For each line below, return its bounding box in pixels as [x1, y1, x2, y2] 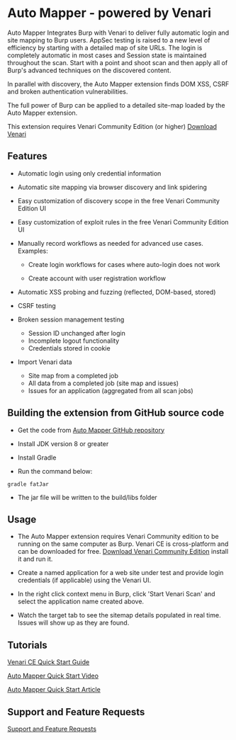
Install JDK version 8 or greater [17, 439, 109, 448]
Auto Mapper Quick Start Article [7, 685, 101, 694]
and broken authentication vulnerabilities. [7, 87, 128, 96]
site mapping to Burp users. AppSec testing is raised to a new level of [7, 35, 210, 44]
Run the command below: [17, 467, 93, 475]
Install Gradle [17, 453, 57, 462]
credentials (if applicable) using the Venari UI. [17, 576, 151, 585]
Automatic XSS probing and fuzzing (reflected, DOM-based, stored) [17, 288, 216, 296]
